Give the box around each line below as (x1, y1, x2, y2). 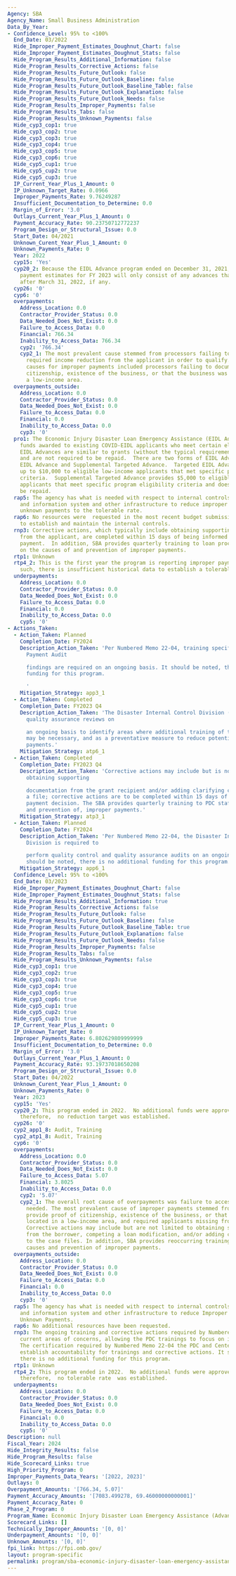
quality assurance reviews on (25, 715, 114, 723)
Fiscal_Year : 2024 (7, 1440, 61, 1447)
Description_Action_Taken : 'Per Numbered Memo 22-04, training (20, 644, 209, 651)
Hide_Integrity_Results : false (7, 1447, 99, 1454)
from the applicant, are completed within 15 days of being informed (20, 533, 228, 540)
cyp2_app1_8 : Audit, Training (13, 1127, 102, 1134)
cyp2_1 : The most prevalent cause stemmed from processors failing (20, 350, 221, 357)
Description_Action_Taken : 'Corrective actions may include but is (20, 767, 221, 774)
